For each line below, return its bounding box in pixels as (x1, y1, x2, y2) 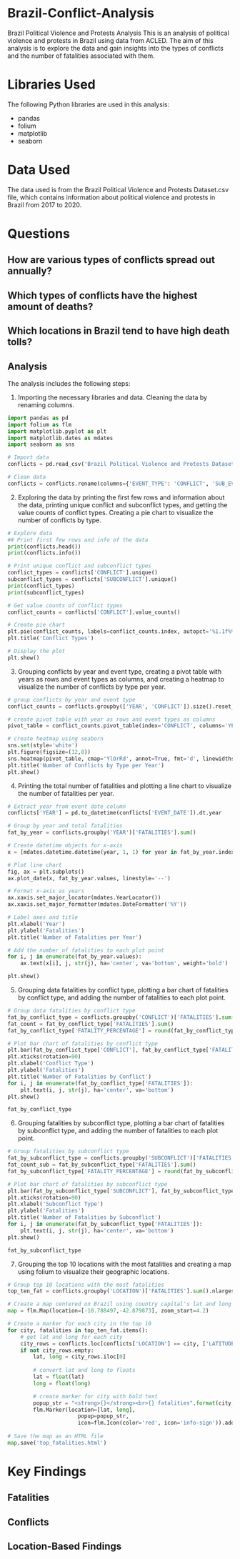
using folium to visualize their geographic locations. (17, 1267, 170, 1276)
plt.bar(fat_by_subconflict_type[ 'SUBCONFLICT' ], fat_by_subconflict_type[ (7, 1187, 238, 1195)
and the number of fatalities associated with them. (7, 51, 155, 60)
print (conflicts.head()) (7, 543, 81, 550)
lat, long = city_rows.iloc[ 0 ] (33, 1353, 126, 1360)
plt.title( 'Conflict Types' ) (7, 634, 94, 642)
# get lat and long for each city (20, 1333, 123, 1340)
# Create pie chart (7, 622, 66, 629)
